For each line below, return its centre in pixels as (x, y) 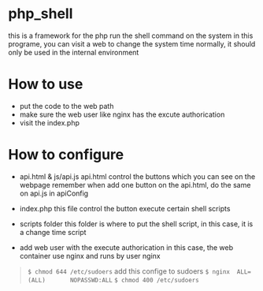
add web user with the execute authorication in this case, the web (126, 247)
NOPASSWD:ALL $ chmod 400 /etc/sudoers (134, 280)
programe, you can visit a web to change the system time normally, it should (132, 43)
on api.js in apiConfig (54, 193)
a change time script (53, 232)
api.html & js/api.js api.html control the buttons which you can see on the (137, 176)
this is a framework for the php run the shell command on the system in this (131, 35)
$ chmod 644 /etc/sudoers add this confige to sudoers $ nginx (129, 271)
